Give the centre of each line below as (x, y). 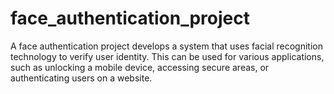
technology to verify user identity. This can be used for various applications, (167, 56)
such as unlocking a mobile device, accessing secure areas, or (140, 67)
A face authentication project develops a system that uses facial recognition (166, 46)
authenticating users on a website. (81, 78)
